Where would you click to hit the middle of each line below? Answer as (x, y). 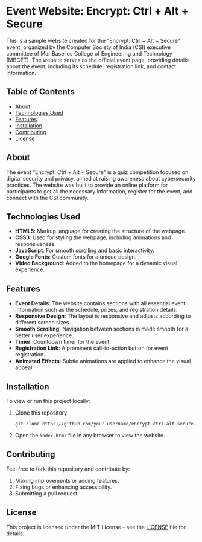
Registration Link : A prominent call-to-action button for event (92, 348)
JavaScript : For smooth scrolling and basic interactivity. (85, 250)
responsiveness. (35, 244)
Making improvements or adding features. (67, 480)
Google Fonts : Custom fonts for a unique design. (76, 257)
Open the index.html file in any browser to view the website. (90, 435)
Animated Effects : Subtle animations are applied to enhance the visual (103, 361)
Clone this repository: (42, 413)
